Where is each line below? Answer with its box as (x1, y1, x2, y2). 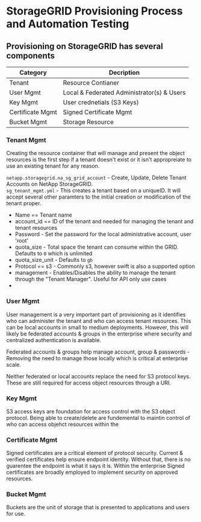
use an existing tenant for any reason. (6, 162, 100, 170)
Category (19, 68, 47, 77)
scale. (6, 361, 21, 368)
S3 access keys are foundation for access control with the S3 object (6, 407, 176, 415)
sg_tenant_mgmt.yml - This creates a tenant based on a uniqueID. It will (6, 187, 181, 194)
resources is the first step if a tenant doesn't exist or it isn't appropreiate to (6, 156, 191, 164)
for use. (6, 510, 26, 517)
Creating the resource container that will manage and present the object (6, 150, 185, 157)
